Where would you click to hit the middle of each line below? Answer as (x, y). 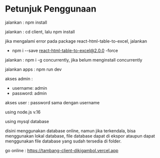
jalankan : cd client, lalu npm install (40, 32)
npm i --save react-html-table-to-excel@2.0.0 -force (65, 50)
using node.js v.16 (23, 112)
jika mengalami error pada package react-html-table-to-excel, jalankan (76, 41)
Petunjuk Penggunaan (51, 9)
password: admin (29, 93)
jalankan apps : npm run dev (33, 69)
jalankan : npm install (26, 22)
